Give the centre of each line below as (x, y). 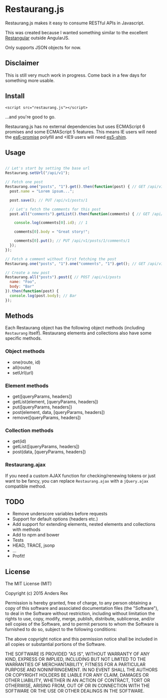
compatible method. (26, 486)
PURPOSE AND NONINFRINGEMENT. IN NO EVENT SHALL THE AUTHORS (82, 670)
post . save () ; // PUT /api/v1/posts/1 (49, 200)
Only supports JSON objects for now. (43, 47)
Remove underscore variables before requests (60, 514)
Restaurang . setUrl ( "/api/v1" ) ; (38, 173)
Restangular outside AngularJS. (37, 38)
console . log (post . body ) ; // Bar (43, 296)
